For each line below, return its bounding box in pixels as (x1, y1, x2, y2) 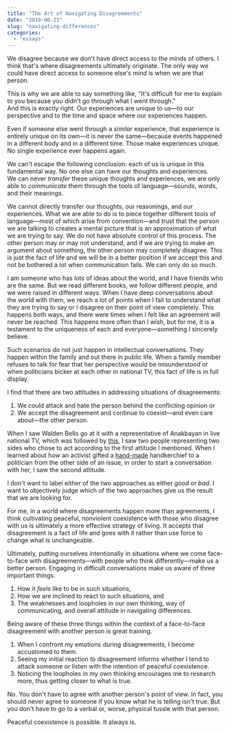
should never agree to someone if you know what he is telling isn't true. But (7, 697, 220, 706)
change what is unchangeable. (7, 536, 94, 544)
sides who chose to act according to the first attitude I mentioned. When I (7, 444, 215, 452)
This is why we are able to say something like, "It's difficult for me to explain (7, 90, 222, 98)
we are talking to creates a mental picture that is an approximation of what (7, 224, 217, 233)
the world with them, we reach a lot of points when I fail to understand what (7, 296, 221, 304)
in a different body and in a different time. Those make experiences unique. (7, 139, 220, 148)
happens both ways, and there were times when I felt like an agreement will (7, 310, 221, 319)
